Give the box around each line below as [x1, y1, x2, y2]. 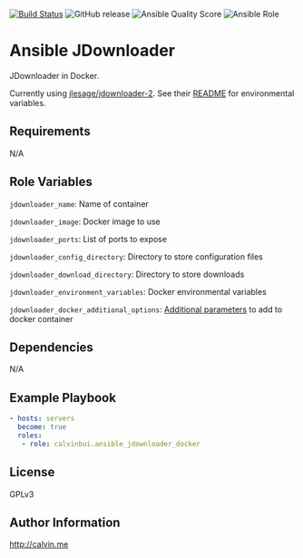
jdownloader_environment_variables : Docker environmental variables [9, 286, 268, 297]
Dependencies [9, 339, 93, 355]
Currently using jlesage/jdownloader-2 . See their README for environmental [9, 87, 295, 99]
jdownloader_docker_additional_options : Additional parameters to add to [9, 304, 283, 315]
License [9, 465, 55, 480]
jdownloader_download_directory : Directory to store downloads [9, 269, 245, 279]
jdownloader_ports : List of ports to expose [9, 233, 168, 244]
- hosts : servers [9, 414, 75, 424]
